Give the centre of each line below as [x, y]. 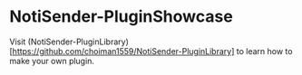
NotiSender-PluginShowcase [121, 17]
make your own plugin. [52, 61]
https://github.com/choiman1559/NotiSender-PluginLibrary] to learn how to [152, 51]
